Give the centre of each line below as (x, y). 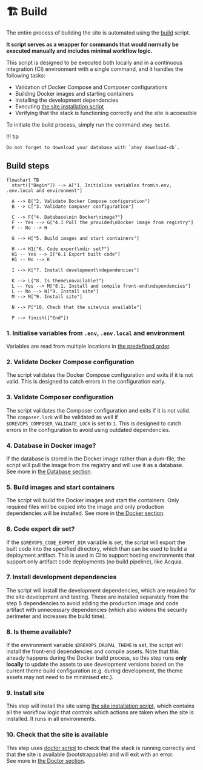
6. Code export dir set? (41, 529)
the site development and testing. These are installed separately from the (98, 597)
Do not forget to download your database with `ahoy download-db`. (93, 147)
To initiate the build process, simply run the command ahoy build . (88, 124)
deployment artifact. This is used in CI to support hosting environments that (101, 555)
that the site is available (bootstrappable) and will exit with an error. (90, 754)
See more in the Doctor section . (46, 760)
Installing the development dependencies (67, 100)
